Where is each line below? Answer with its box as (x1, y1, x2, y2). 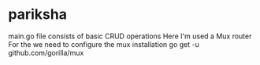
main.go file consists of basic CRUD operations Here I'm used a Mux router (8, 31, 252, 41)
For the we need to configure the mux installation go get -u (8, 39, 199, 49)
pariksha (8, 5, 67, 23)
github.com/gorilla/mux (8, 48, 84, 57)
